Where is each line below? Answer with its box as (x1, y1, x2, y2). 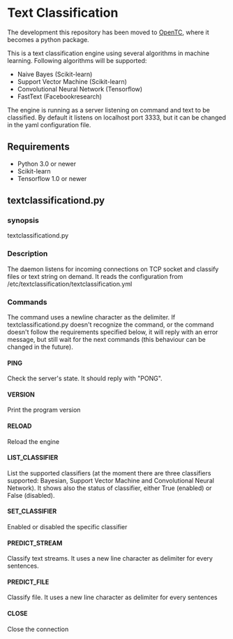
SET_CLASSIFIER (7, 507, 57, 515)
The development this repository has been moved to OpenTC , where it (7, 28, 209, 36)
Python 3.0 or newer (17, 159, 77, 168)
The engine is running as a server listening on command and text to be (7, 106, 211, 114)
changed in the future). (7, 343, 73, 351)
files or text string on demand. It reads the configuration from (7, 272, 183, 280)
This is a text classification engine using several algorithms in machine (7, 49, 210, 57)
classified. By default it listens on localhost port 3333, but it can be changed (7, 113, 227, 122)
